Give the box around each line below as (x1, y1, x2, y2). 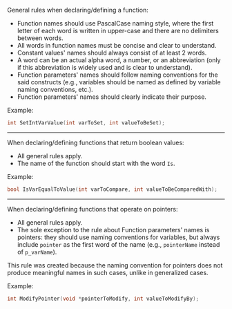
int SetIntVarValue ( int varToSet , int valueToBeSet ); (7, 120, 166, 127)
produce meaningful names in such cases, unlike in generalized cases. (7, 268, 209, 277)
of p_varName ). (17, 247, 57, 256)
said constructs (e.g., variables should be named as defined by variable (17, 78, 221, 86)
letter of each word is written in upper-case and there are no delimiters (17, 27, 219, 35)
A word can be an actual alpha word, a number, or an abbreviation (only (17, 56, 221, 64)
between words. (17, 34, 64, 42)
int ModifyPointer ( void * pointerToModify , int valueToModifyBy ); (7, 295, 199, 302)
